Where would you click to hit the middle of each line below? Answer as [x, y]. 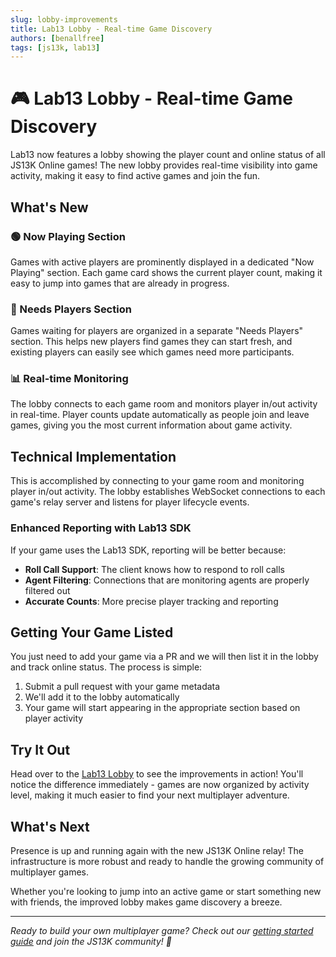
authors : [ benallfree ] [57, 38]
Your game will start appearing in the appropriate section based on [162, 708]
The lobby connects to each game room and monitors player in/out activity [164, 404]
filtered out [47, 590]
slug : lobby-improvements [64, 19]
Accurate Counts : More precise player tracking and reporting [151, 601]
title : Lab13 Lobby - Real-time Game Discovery [111, 29]
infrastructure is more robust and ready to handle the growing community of [167, 862]
